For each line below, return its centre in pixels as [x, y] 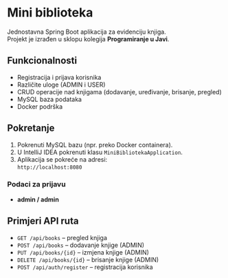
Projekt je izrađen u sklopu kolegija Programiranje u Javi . [88, 39]
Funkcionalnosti [42, 61]
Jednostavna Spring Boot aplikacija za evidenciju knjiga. [87, 32]
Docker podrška [40, 106]
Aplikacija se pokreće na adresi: [62, 159]
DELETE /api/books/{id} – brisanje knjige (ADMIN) [88, 259]
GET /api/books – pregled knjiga [62, 237]
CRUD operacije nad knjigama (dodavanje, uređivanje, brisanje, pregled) [119, 92]
